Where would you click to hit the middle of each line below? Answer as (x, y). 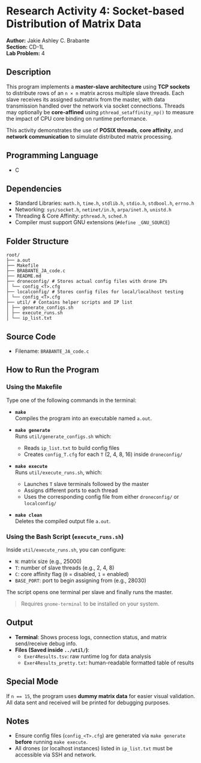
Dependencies (34, 188)
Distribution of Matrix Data (74, 24)
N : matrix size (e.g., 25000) (48, 561)
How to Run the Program (53, 370)
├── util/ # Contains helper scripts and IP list (70, 302)
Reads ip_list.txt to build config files (72, 448)
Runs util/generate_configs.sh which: (63, 436)
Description (28, 72)
